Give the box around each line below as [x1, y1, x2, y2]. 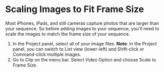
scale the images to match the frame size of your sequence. [5, 31, 130, 37]
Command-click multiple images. [12, 51, 82, 57]
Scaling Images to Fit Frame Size [5, 4, 144, 15]
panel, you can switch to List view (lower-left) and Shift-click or [12, 46, 144, 52]
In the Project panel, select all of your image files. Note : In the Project [12, 40, 157, 46]
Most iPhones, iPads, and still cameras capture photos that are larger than [5, 20, 159, 26]
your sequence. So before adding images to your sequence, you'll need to [5, 25, 159, 31]
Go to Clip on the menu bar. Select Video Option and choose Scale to [12, 56, 156, 62]
